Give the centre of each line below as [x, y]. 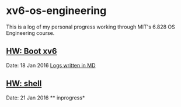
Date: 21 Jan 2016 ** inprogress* [46, 98]
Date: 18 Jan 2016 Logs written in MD [51, 65]
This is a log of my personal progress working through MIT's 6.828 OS [90, 27]
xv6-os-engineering [56, 11]
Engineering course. [30, 33]
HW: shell [24, 83]
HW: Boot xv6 [32, 51]
